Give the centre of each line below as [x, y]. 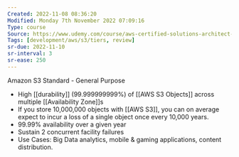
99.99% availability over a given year [72, 124]
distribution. [35, 147]
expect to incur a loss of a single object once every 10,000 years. [113, 117]
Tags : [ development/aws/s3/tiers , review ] [71, 40]
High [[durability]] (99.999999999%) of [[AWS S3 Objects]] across [116, 94]
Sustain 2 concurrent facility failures [71, 131]
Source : [19, 34]
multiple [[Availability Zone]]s [60, 102]
